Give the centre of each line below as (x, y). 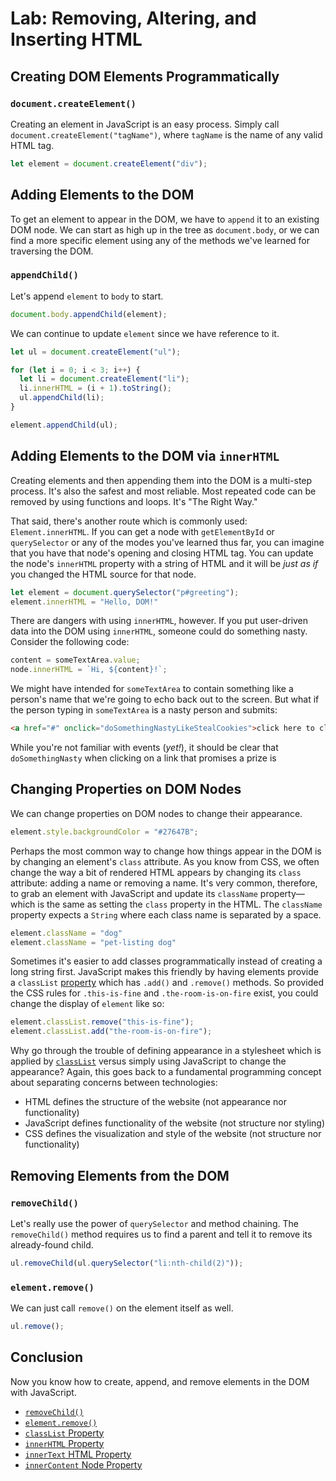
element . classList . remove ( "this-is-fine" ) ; (102, 1022)
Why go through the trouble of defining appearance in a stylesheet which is (166, 1051)
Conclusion (47, 1357)
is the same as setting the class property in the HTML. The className (180, 904)
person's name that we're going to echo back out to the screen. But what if (165, 699)
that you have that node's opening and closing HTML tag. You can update (162, 553)
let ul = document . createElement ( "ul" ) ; (96, 352)
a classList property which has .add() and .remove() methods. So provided (167, 983)
